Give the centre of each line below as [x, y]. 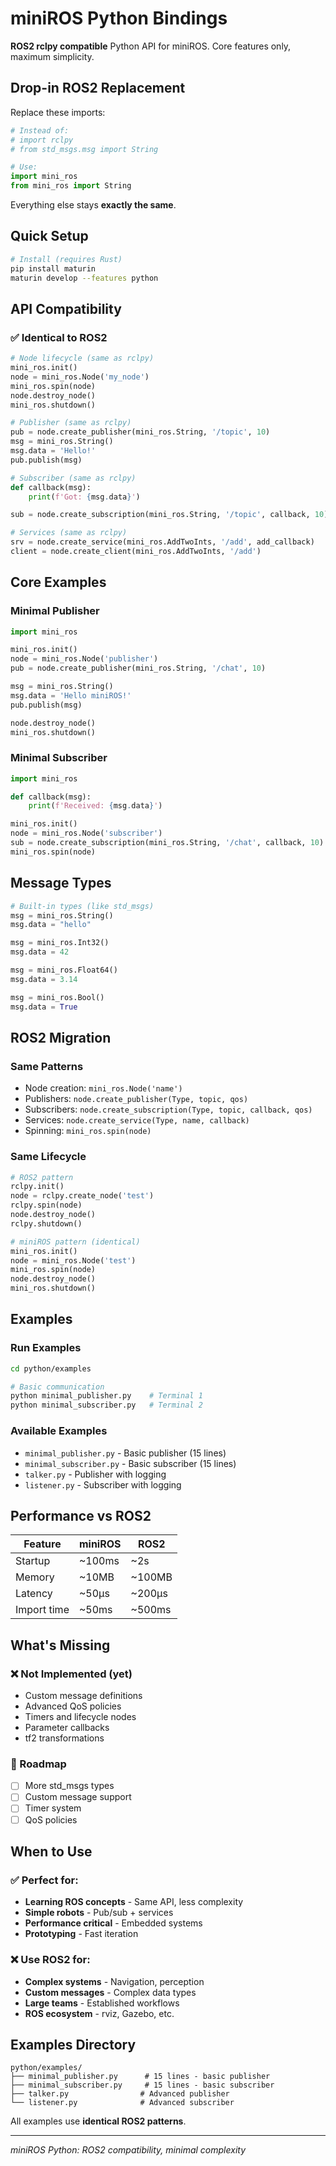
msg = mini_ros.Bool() [57, 997]
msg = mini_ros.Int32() [60, 943]
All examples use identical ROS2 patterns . [98, 2121]
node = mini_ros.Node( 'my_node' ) [80, 377]
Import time [42, 1610]
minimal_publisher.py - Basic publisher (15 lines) [125, 1453]
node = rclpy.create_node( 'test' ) [82, 1196]
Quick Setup [49, 236]
